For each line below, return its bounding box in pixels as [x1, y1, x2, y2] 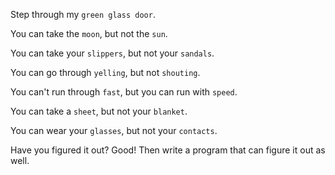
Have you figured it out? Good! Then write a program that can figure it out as [10, 144, 326, 156]
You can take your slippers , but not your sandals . [10, 47, 215, 59]
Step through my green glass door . [10, 9, 156, 20]
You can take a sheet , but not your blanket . [10, 105, 188, 117]
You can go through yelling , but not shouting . [10, 67, 201, 78]
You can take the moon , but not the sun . [10, 28, 168, 39]
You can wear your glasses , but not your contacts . [10, 125, 218, 136]
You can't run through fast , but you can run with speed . [10, 86, 238, 98]
